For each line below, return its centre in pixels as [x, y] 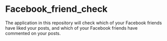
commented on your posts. [33, 33]
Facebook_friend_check [56, 9]
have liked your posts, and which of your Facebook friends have [71, 28]
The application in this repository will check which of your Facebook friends [83, 23]
